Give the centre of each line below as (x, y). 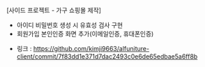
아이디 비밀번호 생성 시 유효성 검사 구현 (70, 25)
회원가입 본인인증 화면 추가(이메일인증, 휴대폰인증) (85, 34)
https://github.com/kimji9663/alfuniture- (91, 49)
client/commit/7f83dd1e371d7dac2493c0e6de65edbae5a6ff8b (107, 57)
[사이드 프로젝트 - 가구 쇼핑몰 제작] (54, 10)
